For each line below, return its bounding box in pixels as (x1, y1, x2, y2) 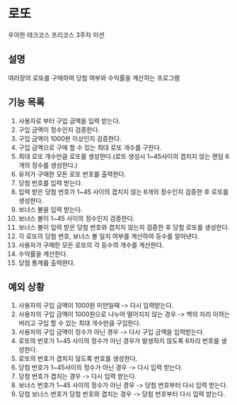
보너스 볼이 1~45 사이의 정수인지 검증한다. (18, 213, 135, 223)
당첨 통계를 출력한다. (18, 258, 76, 267)
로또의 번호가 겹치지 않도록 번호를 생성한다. (18, 355, 138, 363)
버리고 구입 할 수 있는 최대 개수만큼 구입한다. (18, 319, 141, 328)
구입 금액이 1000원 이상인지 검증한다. (18, 134, 122, 143)
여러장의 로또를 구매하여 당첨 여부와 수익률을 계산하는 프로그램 (8, 73, 180, 82)
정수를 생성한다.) (31, 160, 78, 170)
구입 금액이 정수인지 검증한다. (18, 125, 100, 134)
